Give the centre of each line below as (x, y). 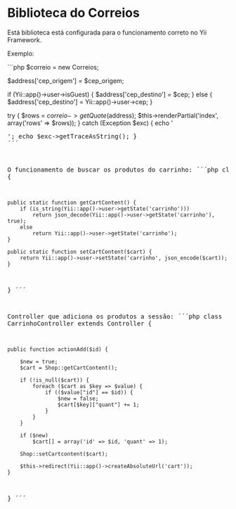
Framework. (25, 39)
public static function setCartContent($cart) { (80, 252)
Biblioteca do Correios (74, 13)
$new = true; (39, 361)
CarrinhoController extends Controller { (80, 323)
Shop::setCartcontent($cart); (64, 454)
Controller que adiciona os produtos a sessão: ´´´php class (115, 316)
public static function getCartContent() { (72, 202)
